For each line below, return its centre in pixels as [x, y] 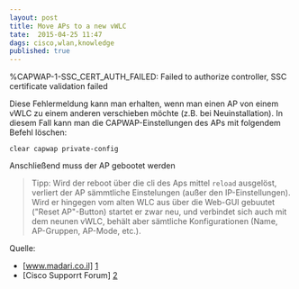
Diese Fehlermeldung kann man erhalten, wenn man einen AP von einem [144, 104]
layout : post [34, 18]
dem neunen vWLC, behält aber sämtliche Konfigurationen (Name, [154, 221]
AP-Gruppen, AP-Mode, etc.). [86, 231]
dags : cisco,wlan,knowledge [62, 43]
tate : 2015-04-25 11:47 [56, 34]
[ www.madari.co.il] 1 [60, 266]
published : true [40, 51]
